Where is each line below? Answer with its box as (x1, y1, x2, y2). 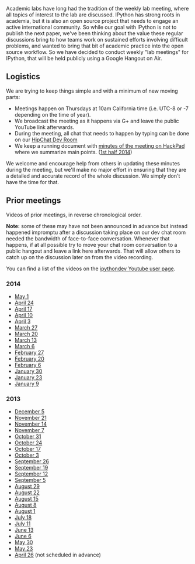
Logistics (6, 72, 40, 81)
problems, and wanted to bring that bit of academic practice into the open (6, 42, 184, 49)
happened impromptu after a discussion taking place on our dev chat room (6, 229, 186, 236)
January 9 (14, 380, 40, 387)
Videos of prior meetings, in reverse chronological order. (6, 211, 142, 218)
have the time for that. (6, 178, 60, 185)
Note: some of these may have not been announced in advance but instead (6, 222, 188, 229)
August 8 (14, 501, 37, 509)
